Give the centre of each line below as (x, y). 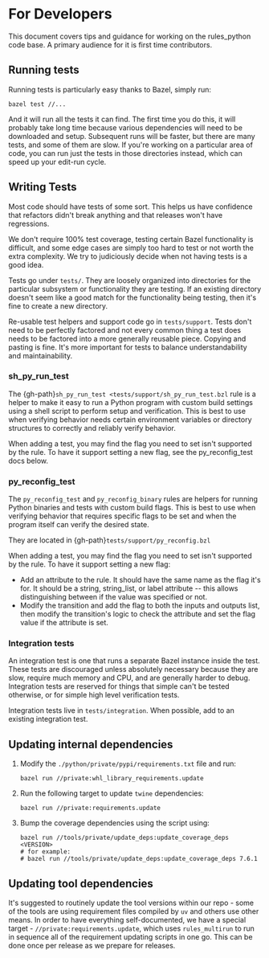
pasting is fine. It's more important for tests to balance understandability (128, 347)
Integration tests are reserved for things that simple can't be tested (119, 686)
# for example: (45, 852)
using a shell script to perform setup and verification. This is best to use (127, 411)
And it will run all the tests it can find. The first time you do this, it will (122, 119)
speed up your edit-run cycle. (57, 162)
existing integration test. (48, 719)
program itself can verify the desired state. (79, 525)
